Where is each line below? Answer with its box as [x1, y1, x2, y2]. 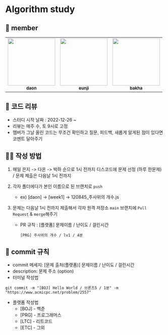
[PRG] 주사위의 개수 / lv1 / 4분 [20, 233, 83, 238]
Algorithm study [5, 4, 75, 15]
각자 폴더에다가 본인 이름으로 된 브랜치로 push [12, 183, 102, 189]
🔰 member [5, 24, 38, 32]
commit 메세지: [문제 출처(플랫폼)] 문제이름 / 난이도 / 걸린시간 [12, 262, 135, 268]
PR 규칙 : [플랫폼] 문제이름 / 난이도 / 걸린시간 [20, 221, 109, 228]
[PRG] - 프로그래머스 [20, 312, 62, 318]
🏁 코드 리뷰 [5, 102, 38, 111]
